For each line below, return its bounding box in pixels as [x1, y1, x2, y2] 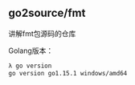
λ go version [8, 62, 52, 70]
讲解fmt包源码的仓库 [8, 28, 76, 38]
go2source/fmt [8, 6, 86, 20]
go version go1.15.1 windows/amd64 [8, 69, 128, 77]
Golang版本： [8, 46, 54, 55]
